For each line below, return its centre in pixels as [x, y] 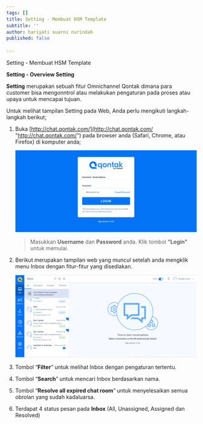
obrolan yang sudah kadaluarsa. [55, 397]
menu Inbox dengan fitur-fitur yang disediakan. [74, 267]
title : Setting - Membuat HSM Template [56, 19]
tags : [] [17, 13]
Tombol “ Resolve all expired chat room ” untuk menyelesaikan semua [101, 390]
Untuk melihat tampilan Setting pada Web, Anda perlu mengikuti [86, 111]
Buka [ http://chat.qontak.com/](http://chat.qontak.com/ [84, 129]
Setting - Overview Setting [40, 75]
